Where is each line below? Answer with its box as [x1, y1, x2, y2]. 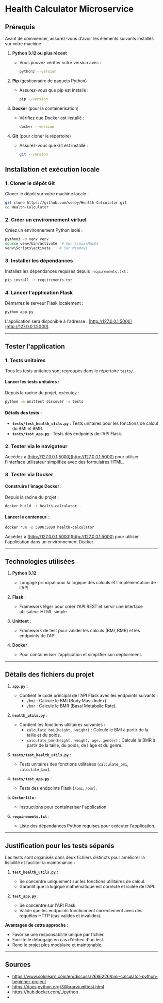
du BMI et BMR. [12, 426, 44, 432]
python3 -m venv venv [5, 237, 49, 242]
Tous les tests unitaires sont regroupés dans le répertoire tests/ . [5, 368, 135, 374]
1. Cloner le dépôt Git [5, 180, 55, 187]
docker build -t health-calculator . [5, 503, 81, 508]
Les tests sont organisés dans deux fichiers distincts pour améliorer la [5, 854, 145, 860]
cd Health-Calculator [5, 205, 49, 210]
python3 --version [19, 69, 57, 74]
